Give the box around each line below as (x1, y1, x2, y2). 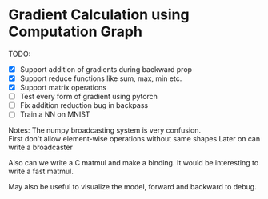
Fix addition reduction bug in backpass (19, 101, 149, 110)
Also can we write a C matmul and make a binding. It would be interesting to (8, 158, 259, 168)
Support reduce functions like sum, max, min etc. (19, 74, 182, 83)
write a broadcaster (8, 142, 74, 153)
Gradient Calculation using (8, 6, 190, 24)
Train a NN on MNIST (19, 109, 90, 119)
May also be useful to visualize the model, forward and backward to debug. (8, 182, 258, 192)
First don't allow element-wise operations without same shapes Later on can (8, 134, 261, 144)
